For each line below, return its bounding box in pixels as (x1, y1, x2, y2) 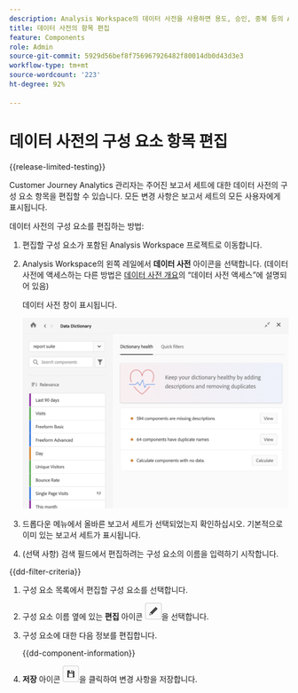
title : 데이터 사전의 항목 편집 (9, 23, 110, 33)
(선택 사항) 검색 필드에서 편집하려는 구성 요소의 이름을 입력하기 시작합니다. (21, 548, 279, 559)
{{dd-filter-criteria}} (9, 566, 82, 577)
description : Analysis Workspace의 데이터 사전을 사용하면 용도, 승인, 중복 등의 (9, 14, 284, 23)
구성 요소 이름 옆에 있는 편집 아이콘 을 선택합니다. (21, 611, 209, 622)
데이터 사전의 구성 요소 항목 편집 (9, 131, 228, 151)
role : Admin (9, 43, 53, 51)
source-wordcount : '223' (9, 71, 101, 80)
